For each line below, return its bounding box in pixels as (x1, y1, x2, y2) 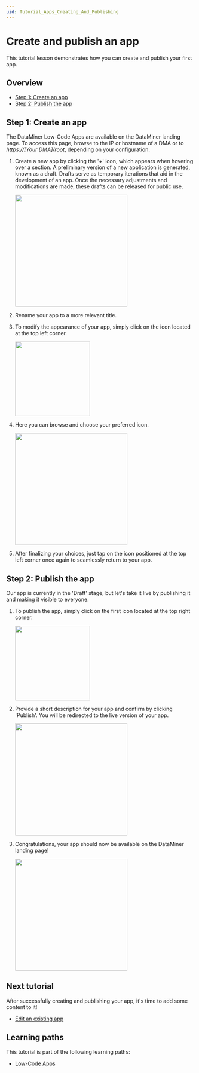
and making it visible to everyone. (6, 596, 90, 603)
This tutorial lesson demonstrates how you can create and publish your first (6, 54, 192, 62)
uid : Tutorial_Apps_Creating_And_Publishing (6, 8, 119, 15)
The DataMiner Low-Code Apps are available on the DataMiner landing (6, 133, 181, 140)
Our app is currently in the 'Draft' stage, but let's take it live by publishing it (6, 590, 191, 596)
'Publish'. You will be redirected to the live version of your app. (14, 712, 169, 719)
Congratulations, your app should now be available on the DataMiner (14, 841, 184, 847)
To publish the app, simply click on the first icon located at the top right (14, 608, 191, 614)
